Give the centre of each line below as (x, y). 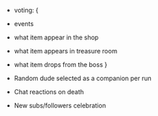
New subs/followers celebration (60, 105)
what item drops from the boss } (60, 65)
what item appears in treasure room (66, 51)
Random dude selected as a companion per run (83, 78)
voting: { (26, 10)
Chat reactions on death (49, 92)
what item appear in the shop (56, 37)
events (24, 24)
